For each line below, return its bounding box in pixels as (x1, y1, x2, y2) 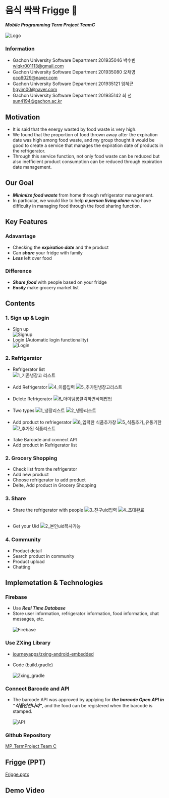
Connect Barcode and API (5, 685, 70, 692)
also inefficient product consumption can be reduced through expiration (12, 159, 162, 165)
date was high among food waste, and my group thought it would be (12, 137, 155, 143)
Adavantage (5, 233, 36, 240)
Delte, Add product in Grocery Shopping (12, 482, 97, 488)
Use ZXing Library (5, 639, 51, 647)
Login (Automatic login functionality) (12, 336, 89, 343)
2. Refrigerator (5, 355, 42, 362)
